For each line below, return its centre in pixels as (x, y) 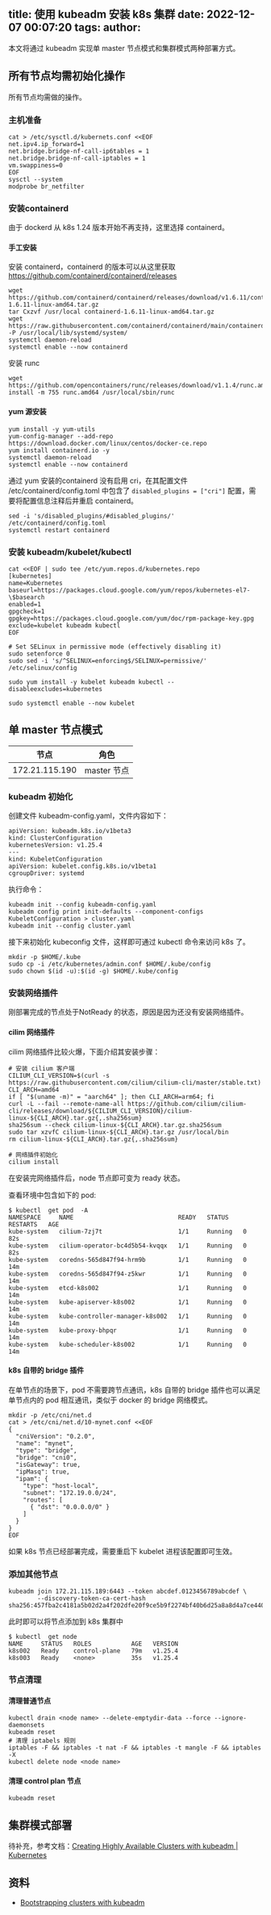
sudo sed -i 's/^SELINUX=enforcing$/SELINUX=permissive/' (108, 660)
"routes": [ (43, 1500)
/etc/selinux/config (43, 668)
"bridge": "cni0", (47, 1457)
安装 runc (24, 363)
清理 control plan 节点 (45, 1781)
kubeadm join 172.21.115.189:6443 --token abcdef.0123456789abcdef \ (128, 1592)
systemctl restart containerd (59, 530)
